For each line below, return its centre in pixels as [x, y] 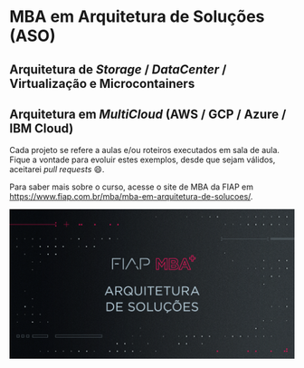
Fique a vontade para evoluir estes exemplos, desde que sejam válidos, [142, 160]
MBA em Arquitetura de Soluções [137, 17]
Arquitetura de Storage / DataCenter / [118, 69]
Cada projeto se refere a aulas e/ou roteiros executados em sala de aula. [145, 150]
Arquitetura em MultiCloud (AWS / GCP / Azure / [148, 114]
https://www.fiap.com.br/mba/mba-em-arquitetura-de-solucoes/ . [131, 197]
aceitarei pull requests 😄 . [57, 169]
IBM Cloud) [42, 128]
